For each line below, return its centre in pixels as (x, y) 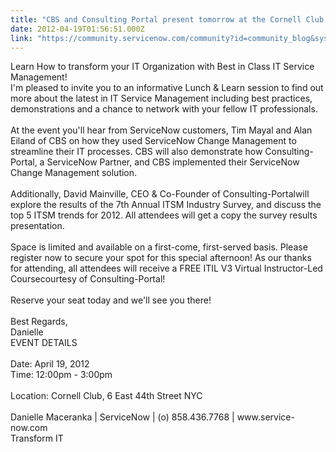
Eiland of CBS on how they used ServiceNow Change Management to (153, 141)
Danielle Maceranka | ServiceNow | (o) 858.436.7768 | (122, 417)
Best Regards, (39, 322)
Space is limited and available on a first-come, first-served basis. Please (159, 247)
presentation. (37, 226)
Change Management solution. (74, 173)
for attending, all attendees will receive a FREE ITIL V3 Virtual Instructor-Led (166, 268)
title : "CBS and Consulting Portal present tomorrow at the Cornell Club (167, 19)
